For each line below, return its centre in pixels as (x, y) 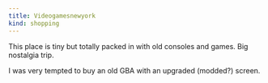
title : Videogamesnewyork (52, 16)
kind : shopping (34, 23)
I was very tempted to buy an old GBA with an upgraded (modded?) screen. (134, 70)
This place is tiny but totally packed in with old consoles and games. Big (128, 46)
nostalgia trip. (31, 55)
